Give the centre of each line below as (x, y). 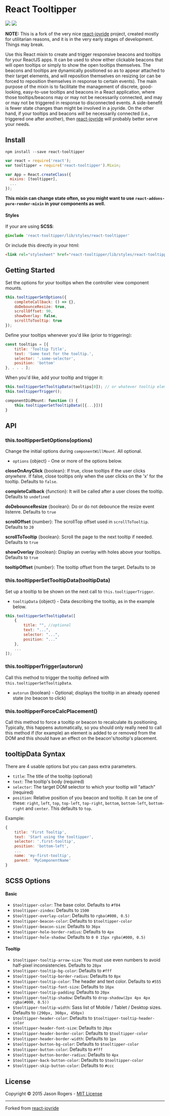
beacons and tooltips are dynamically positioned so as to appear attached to (85, 70)
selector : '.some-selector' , (45, 358)
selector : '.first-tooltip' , (45, 842)
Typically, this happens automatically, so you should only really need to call (83, 727)
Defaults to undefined (27, 497)
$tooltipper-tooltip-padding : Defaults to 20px (61, 992)
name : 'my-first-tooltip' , (43, 856)
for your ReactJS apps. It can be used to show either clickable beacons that (84, 60)
